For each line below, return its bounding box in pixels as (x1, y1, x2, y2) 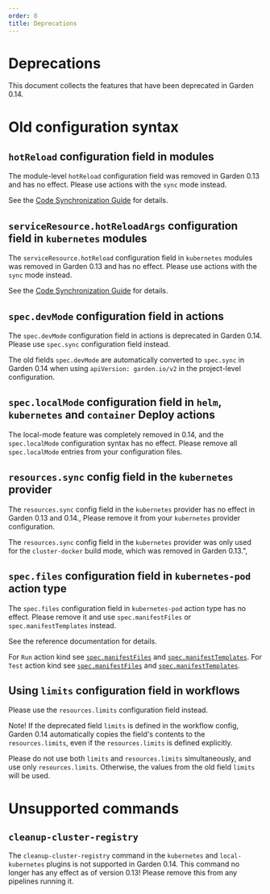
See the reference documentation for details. (8, 636, 157, 646)
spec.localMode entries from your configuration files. (8, 446, 183, 457)
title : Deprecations (8, 19, 78, 27)
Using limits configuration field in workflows (8, 684, 240, 698)
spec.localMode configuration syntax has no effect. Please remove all (8, 438, 238, 448)
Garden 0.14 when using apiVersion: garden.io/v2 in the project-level (8, 364, 242, 373)
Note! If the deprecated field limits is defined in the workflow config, (8, 721, 239, 731)
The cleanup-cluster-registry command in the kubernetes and (8, 850, 218, 861)
